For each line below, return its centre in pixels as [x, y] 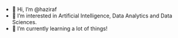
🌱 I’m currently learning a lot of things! [60, 28]
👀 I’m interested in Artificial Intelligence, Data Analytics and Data [92, 16]
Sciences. [25, 22]
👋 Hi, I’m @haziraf [35, 9]
